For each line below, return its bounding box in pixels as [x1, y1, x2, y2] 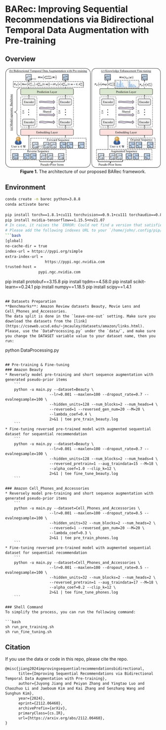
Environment [5, 183, 46, 191]
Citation [5, 643, 31, 651]
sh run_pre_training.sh [5, 625, 54, 630]
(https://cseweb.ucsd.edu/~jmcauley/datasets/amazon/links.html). [5, 324, 145, 329]
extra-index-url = [5, 254, 43, 259]
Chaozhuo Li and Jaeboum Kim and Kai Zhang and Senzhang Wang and [5, 686, 145, 691]
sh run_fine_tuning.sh [5, 630, 52, 635]
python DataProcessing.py [5, 347, 59, 353]
